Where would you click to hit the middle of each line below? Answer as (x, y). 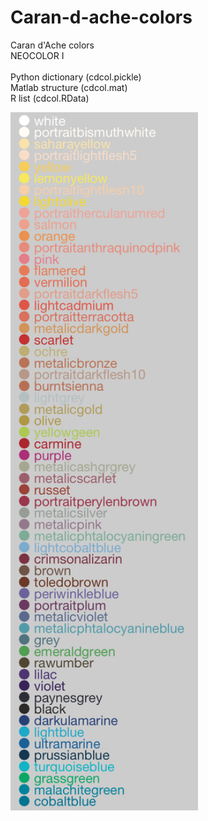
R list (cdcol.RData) (50, 98)
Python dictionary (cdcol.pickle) (76, 77)
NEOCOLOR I (37, 55)
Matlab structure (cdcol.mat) (69, 87)
